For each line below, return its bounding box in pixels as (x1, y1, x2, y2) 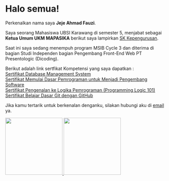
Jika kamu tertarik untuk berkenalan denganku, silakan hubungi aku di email (5, 102, 164, 108)
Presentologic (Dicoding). (5, 55, 59, 61)
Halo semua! (5, 3, 59, 15)
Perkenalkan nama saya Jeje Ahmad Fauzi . (5, 20, 96, 26)
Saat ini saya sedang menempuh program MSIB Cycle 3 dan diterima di (5, 45, 154, 51)
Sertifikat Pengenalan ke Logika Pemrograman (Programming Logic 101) (5, 87, 156, 93)
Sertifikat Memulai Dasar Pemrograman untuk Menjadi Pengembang (5, 76, 148, 82)
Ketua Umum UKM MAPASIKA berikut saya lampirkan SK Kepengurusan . (5, 35, 159, 41)
